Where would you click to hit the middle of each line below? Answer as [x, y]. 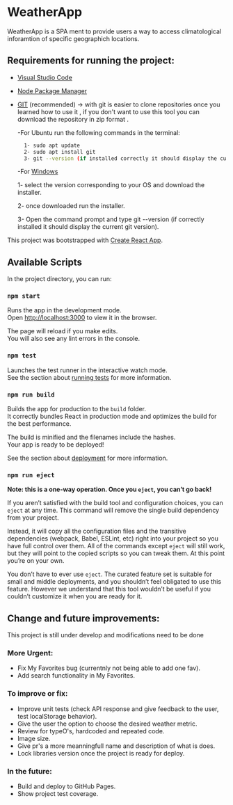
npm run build [31, 394]
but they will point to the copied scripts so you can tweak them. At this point [116, 553]
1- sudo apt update [52, 145]
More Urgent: [30, 653]
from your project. [33, 518]
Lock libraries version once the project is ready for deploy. [101, 753]
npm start [24, 296]
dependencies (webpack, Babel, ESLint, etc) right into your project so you [113, 539]
